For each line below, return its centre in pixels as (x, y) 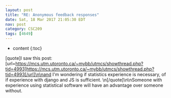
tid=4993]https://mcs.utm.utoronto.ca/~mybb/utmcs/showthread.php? (80, 69)
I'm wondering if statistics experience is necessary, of (109, 74)
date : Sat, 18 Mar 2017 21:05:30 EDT (45, 19)
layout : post (19, 10)
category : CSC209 (24, 29)
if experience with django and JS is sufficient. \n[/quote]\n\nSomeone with (84, 80)
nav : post (16, 24)
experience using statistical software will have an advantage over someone (84, 85)
